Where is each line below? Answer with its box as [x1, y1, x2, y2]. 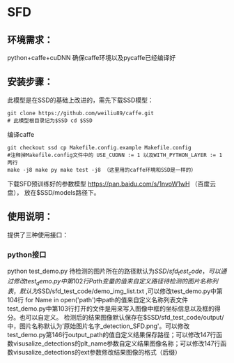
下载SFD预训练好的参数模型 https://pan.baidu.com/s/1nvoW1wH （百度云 [7, 179, 217, 188]
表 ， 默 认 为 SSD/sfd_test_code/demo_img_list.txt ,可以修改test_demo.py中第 [7, 287, 223, 295]
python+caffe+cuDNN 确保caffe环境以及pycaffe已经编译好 [7, 54, 176, 61]
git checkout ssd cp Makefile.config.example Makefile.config [7, 144, 192, 151]
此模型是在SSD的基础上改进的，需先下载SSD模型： [7, 96, 155, 104]
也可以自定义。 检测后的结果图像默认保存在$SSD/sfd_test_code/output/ [19, 313, 224, 321]
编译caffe [7, 130, 35, 138]
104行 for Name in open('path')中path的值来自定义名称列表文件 [7, 295, 189, 304]
